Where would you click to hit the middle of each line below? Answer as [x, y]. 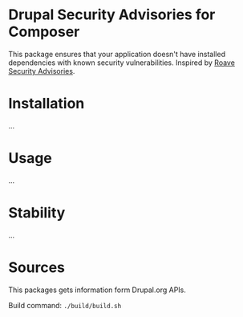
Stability [37, 213]
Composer [44, 32]
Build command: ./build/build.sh [65, 305]
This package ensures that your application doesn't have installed [117, 54]
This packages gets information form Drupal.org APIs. [97, 290]
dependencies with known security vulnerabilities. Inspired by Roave [121, 63]
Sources [37, 267]
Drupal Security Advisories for [112, 15]
